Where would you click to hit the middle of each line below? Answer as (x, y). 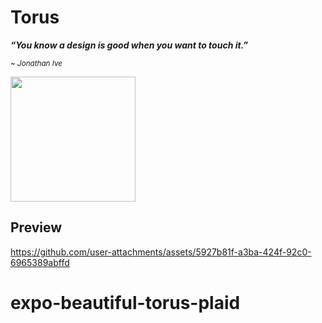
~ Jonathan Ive (36, 63)
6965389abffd (40, 262)
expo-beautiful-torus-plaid (125, 302)
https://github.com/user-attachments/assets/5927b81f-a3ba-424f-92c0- (161, 252)
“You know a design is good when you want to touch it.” (129, 45)
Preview (36, 227)
